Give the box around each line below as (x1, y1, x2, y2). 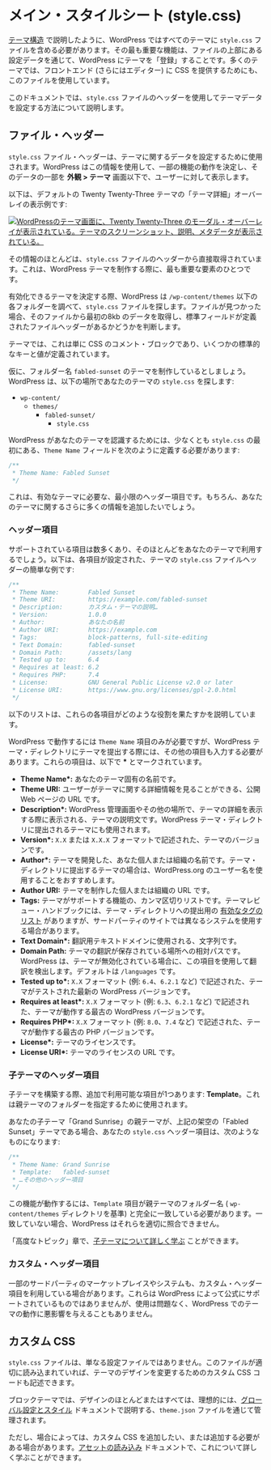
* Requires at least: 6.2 (11, 664, 100, 672)
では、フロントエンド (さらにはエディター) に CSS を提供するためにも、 (22, 65, 262, 74)
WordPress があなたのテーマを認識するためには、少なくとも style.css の (8, 435, 254, 444)
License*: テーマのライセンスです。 (19, 1037, 140, 1047)
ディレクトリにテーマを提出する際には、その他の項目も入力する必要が (29, 746, 264, 756)
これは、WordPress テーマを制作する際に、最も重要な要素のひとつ (21, 264, 244, 274)
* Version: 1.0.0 (11, 611, 107, 619)
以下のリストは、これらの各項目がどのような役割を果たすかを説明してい (8, 709, 249, 719)
